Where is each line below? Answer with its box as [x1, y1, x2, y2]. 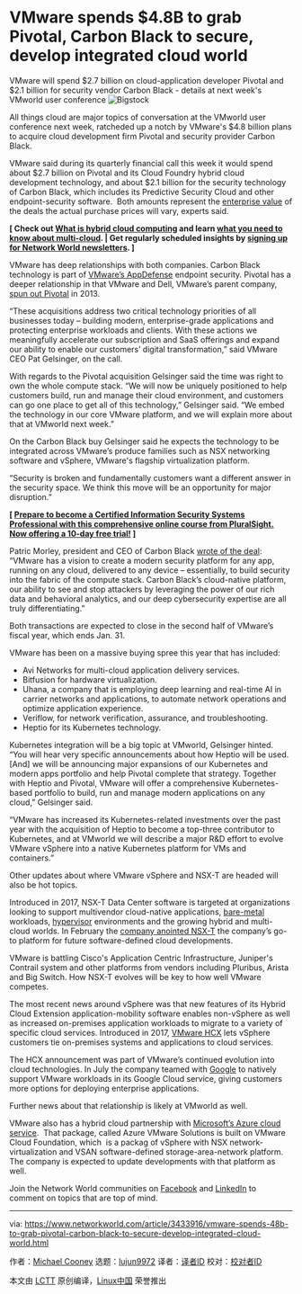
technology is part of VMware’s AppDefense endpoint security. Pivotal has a [9, 269, 292, 280]
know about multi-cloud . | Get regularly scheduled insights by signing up [9, 232, 288, 243]
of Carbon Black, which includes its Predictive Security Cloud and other [9, 186, 274, 197]
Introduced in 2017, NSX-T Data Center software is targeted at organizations [9, 897, 290, 907]
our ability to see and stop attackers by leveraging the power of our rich [9, 584, 275, 594]
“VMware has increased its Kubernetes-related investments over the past [9, 814, 281, 825]
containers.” [9, 852, 55, 863]
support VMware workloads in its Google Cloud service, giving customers [9, 1073, 283, 1084]
